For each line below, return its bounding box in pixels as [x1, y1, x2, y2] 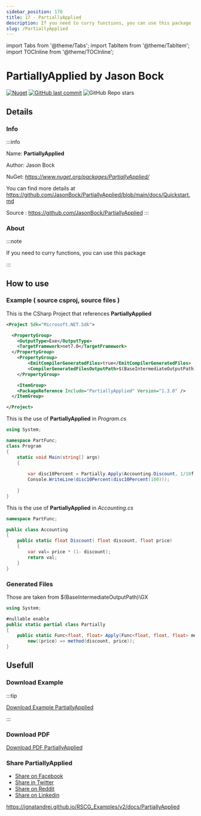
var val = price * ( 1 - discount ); [28, 549, 111, 555]
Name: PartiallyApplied [6, 149, 65, 157]
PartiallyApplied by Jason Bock [6, 70, 165, 83]
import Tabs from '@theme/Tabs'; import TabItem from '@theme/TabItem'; [6, 42, 190, 49]
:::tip [6, 692, 17, 699]
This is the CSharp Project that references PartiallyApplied [6, 310, 151, 317]
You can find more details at [6, 184, 76, 192]
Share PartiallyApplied [6, 758, 73, 767]
